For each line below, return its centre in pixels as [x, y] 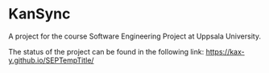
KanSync [39, 14]
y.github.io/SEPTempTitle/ [51, 60]
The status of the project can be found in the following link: [106, 51]
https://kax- [225, 51]
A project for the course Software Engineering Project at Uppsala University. [135, 36]
